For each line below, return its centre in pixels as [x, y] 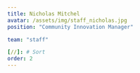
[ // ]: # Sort [26, 52]
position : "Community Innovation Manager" [70, 27]
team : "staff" [28, 39]
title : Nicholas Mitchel [44, 14]
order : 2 [20, 59]
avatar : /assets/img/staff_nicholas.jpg [68, 20]
